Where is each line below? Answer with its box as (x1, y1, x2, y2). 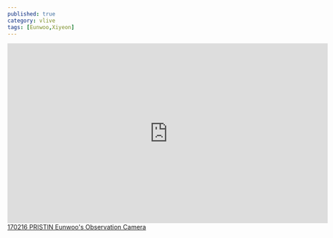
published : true (7, 10, 55, 18)
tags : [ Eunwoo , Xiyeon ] (7, 23, 75, 31)
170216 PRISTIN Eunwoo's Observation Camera (7, 223, 147, 232)
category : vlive (7, 17, 55, 24)
